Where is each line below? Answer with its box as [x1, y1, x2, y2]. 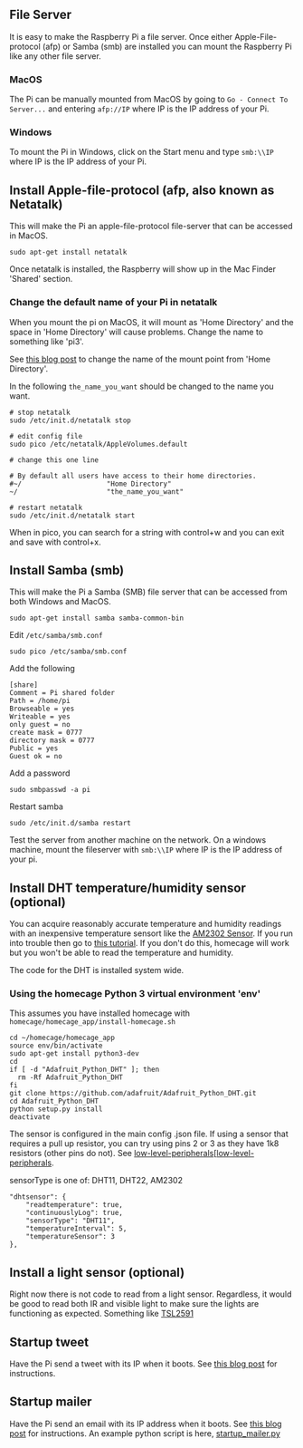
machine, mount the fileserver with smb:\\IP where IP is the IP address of [9, 845, 283, 855]
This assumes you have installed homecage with [9, 1008, 191, 1018]
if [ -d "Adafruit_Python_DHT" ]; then [9, 1065, 160, 1075]
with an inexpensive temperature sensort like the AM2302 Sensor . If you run [9, 928, 294, 939]
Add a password [9, 767, 71, 778]
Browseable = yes [9, 704, 75, 714]
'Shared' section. [9, 274, 73, 285]
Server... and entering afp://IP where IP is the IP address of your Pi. [9, 103, 270, 114]
